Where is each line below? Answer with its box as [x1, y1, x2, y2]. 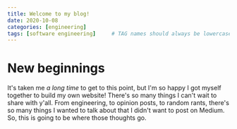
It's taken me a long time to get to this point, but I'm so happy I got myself [7, 84, 221, 92]
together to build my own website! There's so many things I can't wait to [7, 91, 217, 99]
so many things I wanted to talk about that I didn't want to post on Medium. [7, 106, 225, 115]
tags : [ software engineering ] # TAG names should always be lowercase [7, 30, 232, 37]
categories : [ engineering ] [7, 23, 87, 30]
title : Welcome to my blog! [7, 10, 90, 18]
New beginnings [7, 61, 105, 76]
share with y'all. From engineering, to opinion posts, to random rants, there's [7, 99, 229, 107]
